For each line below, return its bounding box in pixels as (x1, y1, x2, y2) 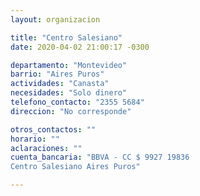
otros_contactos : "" (10, 124, 97, 135)
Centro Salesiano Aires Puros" (10, 162, 141, 172)
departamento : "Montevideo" (10, 60, 128, 70)
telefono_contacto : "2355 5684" (10, 97, 145, 107)
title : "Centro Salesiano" (10, 32, 123, 43)
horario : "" (10, 134, 60, 144)
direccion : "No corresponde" (10, 106, 132, 116)
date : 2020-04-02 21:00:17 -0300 (10, 42, 150, 52)
